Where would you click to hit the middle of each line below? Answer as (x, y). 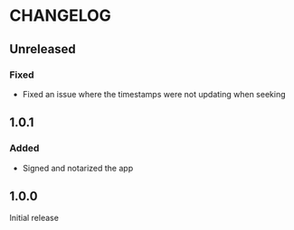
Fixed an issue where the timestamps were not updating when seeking (154, 94)
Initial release (34, 218)
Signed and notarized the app (78, 168)
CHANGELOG (60, 16)
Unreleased (43, 49)
